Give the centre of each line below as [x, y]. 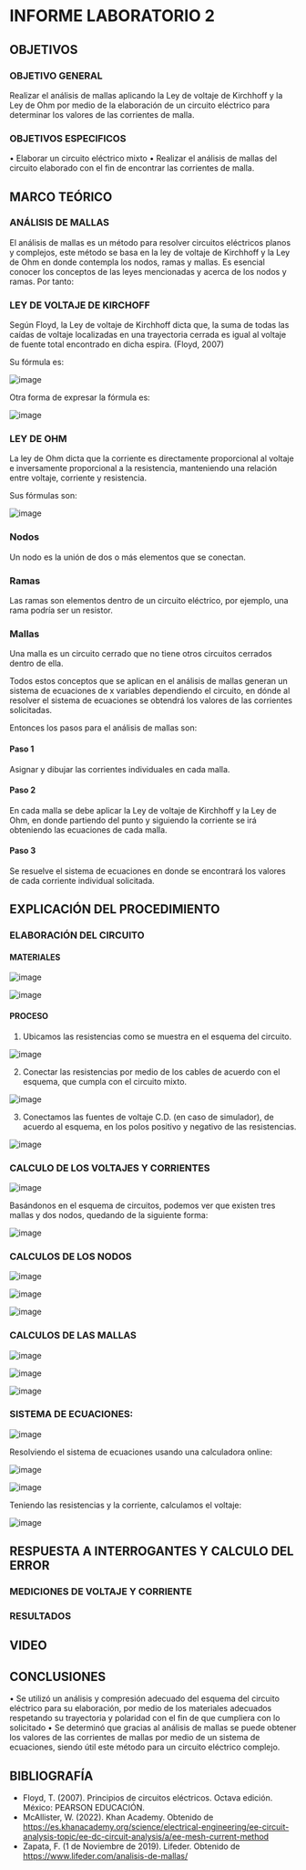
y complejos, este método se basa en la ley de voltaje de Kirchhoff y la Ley [150, 252]
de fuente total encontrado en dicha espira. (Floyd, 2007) [117, 344]
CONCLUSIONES [58, 1676]
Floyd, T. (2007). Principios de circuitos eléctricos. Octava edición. [148, 1798]
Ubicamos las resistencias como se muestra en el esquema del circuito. [157, 1036]
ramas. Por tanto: [42, 281]
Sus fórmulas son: [43, 496]
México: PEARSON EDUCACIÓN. [84, 1808]
